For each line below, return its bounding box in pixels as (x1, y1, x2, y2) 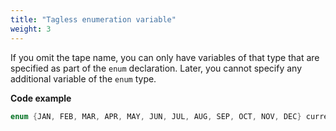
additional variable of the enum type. (10, 72, 157, 85)
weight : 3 (10, 24, 52, 34)
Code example (10, 92, 72, 104)
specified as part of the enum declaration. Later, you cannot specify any (10, 62, 303, 74)
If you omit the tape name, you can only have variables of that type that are (10, 51, 320, 63)
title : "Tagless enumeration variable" (10, 14, 177, 25)
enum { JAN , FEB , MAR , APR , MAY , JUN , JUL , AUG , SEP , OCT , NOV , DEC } (10, 111, 302, 121)
